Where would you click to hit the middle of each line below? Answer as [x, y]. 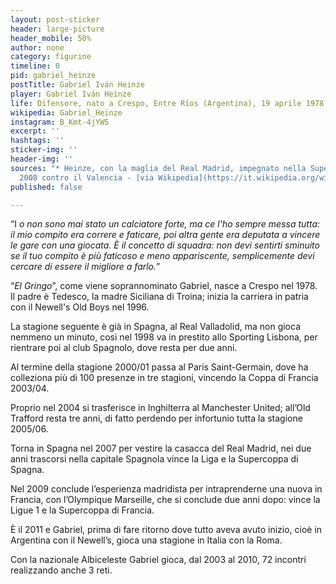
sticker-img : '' [44, 150]
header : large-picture [57, 29]
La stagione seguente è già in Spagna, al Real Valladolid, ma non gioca [155, 327]
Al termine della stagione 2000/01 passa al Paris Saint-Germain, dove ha [159, 367]
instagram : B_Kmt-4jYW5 [60, 122]
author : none [37, 47]
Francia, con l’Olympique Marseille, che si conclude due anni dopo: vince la [165, 500]
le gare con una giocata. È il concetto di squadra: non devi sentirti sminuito [165, 245]
